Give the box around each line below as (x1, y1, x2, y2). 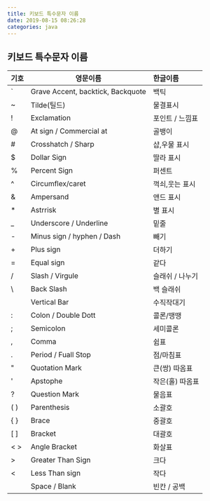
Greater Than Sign (30, 455, 91, 465)
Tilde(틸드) (30, 100, 66, 110)
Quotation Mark (30, 363, 82, 373)
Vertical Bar (30, 298, 69, 307)
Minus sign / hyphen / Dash (30, 232, 121, 241)
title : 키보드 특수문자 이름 (7, 10, 79, 18)
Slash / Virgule (30, 271, 78, 281)
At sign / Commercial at (30, 126, 108, 136)
